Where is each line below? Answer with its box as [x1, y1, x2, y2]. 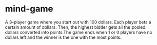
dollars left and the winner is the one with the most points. [5, 34, 122, 40]
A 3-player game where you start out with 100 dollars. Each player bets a [5, 19, 152, 25]
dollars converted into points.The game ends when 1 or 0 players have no [5, 29, 153, 35]
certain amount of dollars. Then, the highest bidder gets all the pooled [5, 24, 146, 30]
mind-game [5, 3, 54, 14]
